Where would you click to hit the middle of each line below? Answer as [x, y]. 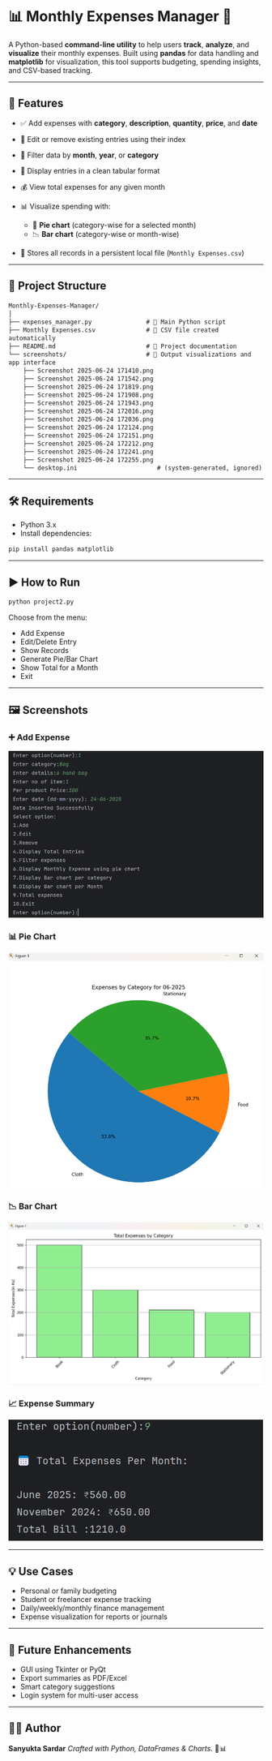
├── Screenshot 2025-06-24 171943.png [88, 403]
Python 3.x [38, 525]
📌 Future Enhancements [70, 1649]
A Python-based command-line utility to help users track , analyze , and [129, 44]
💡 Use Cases [41, 1571]
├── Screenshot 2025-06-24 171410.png [88, 371]
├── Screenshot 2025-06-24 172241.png [88, 452]
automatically [32, 338]
